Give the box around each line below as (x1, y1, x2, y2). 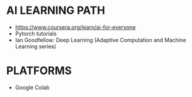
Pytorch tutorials (15, 30, 57, 37)
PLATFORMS (6, 64, 72, 78)
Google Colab (15, 84, 50, 91)
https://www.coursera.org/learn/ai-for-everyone (15, 23, 136, 31)
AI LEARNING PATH (6, 4, 105, 17)
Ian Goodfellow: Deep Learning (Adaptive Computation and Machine (15, 36, 187, 43)
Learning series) (15, 43, 57, 50)
